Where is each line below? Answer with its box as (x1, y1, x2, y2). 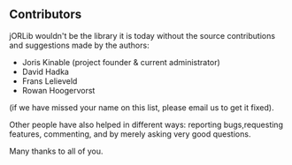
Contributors (9, 7, 82, 22)
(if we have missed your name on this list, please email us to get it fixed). (9, 101, 274, 113)
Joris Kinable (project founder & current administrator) (21, 56, 221, 67)
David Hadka (21, 66, 69, 77)
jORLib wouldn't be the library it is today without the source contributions (9, 30, 276, 41)
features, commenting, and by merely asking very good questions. (9, 128, 251, 139)
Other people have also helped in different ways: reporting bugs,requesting (9, 119, 283, 130)
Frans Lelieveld (21, 75, 78, 86)
